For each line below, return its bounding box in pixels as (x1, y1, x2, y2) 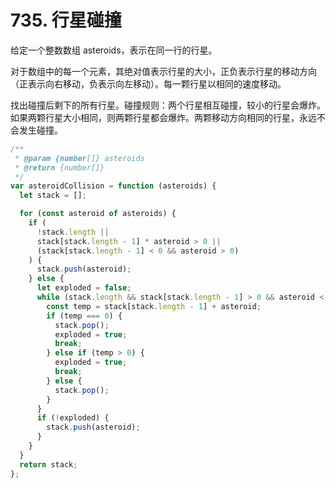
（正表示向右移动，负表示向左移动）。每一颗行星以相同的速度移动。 (10, 77, 287, 90)
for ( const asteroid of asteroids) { (19, 209, 177, 219)
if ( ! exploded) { (36, 413, 110, 423)
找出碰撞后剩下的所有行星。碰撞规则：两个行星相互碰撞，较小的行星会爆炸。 (10, 99, 326, 111)
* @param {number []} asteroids (14, 153, 145, 163)
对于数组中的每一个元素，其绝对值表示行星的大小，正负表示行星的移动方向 (10, 65, 317, 77)
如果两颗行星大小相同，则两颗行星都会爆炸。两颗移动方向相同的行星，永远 (10, 111, 317, 123)
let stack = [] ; (19, 191, 87, 201)
